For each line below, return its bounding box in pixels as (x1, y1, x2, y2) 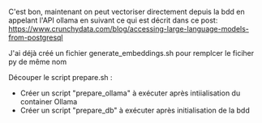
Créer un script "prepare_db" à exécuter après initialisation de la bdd (19, 105, 250, 115)
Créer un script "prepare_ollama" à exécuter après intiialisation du (19, 88, 241, 98)
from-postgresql (8, 32, 63, 42)
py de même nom (8, 57, 67, 66)
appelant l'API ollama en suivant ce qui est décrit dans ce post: (8, 15, 218, 25)
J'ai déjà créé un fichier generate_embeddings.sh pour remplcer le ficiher (8, 49, 254, 57)
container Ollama (19, 97, 78, 106)
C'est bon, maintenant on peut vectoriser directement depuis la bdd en (8, 7, 245, 16)
